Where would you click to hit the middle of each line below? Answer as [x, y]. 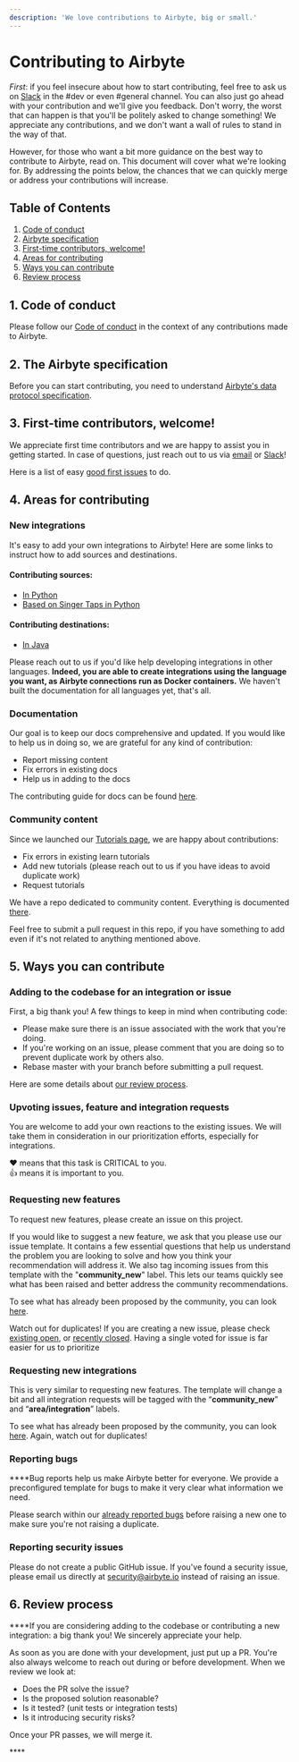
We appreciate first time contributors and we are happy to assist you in [139, 445]
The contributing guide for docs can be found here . [104, 796]
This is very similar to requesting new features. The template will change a [146, 1390]
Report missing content [65, 760]
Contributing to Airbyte [97, 61]
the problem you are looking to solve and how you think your [120, 1255]
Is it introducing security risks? [79, 1717]
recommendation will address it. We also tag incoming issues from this [139, 1265]
